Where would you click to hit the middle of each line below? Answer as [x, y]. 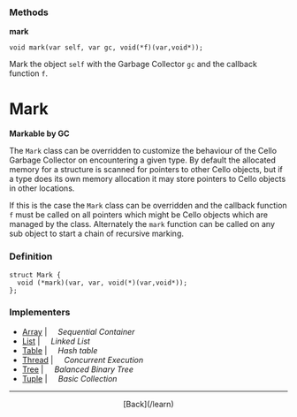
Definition [31, 256]
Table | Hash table [60, 350]
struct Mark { [35, 275]
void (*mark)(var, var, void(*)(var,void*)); [103, 283]
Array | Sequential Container [78, 331]
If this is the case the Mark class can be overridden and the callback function [148, 206]
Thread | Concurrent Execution [83, 360]
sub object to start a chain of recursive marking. [96, 234]
